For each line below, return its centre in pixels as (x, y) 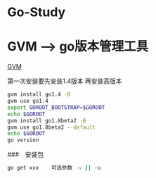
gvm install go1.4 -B (39, 95)
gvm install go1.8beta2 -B (47, 120)
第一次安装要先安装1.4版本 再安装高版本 (65, 81)
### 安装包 (26, 155)
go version (23, 140)
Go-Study (37, 12)
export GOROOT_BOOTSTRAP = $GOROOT (56, 107)
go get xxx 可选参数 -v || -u (54, 168)
